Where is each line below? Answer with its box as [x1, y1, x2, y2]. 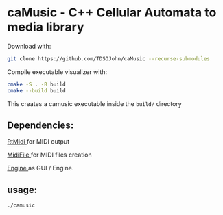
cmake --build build [7, 87, 67, 94]
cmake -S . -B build [7, 81, 67, 88]
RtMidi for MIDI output [7, 138, 70, 146]
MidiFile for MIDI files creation [7, 151, 93, 159]
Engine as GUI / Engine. [7, 164, 74, 173]
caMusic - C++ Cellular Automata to [7, 5, 217, 21]
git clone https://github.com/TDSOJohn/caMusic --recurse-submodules [7, 55, 211, 62]
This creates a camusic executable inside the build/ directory [7, 99, 182, 107]
